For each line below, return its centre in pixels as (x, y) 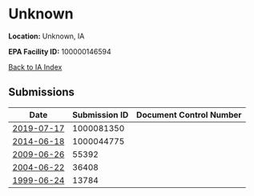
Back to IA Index (35, 67)
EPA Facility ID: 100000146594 (60, 51)
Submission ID (100, 114)
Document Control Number (189, 114)
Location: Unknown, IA (46, 36)
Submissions (41, 92)
